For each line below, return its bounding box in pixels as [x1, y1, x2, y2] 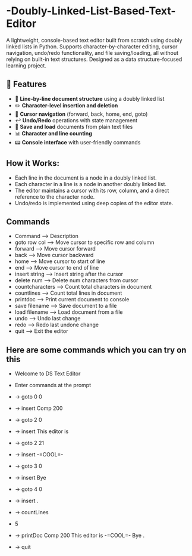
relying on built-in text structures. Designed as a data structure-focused [6, 55, 182, 63]
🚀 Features [6, 79, 47, 89]
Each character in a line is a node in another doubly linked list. [14, 180, 167, 187]
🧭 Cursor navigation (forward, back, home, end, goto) [14, 110, 148, 118]
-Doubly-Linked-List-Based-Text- [6, 4, 177, 18]
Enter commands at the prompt [14, 382, 92, 389]
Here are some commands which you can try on [6, 345, 187, 355]
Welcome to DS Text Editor [14, 370, 81, 377]
